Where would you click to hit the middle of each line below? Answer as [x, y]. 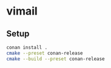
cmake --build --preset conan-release [56, 59]
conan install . [27, 47]
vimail [22, 11]
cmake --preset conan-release [45, 53]
